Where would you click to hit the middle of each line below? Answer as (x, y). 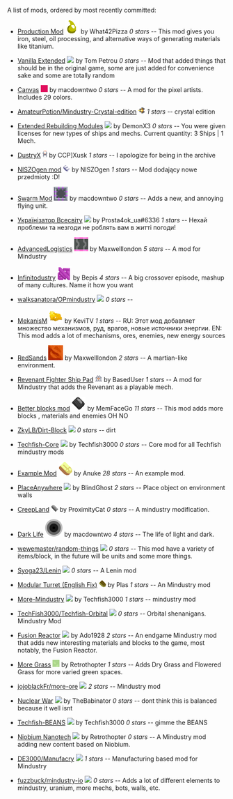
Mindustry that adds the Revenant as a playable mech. (95, 387)
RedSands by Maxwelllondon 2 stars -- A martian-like (102, 358)
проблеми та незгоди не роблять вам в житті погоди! (96, 227)
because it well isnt (45, 708)
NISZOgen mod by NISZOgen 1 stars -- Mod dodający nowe (107, 169)
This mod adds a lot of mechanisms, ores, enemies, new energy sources (121, 335)
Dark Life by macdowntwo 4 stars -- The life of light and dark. (115, 534)
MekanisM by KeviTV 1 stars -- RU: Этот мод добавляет (106, 321)
